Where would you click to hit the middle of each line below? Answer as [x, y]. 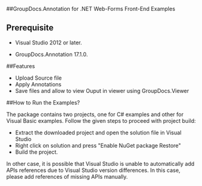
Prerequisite [30, 28]
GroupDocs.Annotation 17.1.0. [51, 54]
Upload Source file [38, 78]
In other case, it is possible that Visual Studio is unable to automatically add [100, 164]
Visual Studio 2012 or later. [49, 43]
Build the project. [36, 152]
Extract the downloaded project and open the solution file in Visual [98, 133]
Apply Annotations [38, 84]
